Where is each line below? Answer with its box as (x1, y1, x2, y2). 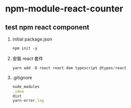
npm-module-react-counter (5, 3, 124, 14)
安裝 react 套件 (12, 55, 43, 61)
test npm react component (5, 23, 90, 31)
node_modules (12, 84, 40, 89)
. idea (12, 88, 24, 94)
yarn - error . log (12, 98, 44, 103)
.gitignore (12, 74, 32, 80)
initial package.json (12, 36, 52, 42)
